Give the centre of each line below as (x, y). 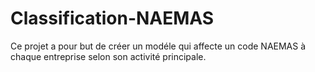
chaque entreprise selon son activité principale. (108, 56)
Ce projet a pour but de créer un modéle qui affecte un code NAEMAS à (158, 46)
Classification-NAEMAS (112, 18)
